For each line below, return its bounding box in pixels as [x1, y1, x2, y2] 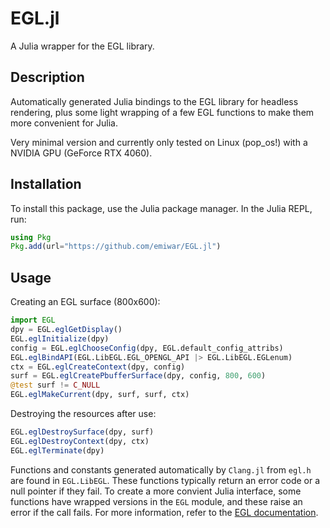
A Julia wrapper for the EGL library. [10, 40, 155, 52]
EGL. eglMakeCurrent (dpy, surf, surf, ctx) [10, 390, 190, 400]
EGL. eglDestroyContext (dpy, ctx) [10, 436, 150, 446]
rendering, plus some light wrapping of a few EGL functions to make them [10, 106, 315, 118]
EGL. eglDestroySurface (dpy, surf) [10, 427, 155, 437]
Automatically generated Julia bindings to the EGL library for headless [10, 95, 299, 107]
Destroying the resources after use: [10, 408, 157, 419]
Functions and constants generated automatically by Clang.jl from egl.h [10, 463, 312, 476]
